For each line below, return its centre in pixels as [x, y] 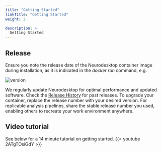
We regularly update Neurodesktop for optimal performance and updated [81, 89]
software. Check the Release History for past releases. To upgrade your [79, 95]
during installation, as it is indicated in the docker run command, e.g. [76, 70]
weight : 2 [16, 19]
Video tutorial [27, 127]
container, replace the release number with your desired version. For [76, 100]
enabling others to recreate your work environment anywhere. [69, 111]
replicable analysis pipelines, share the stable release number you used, [80, 105]
